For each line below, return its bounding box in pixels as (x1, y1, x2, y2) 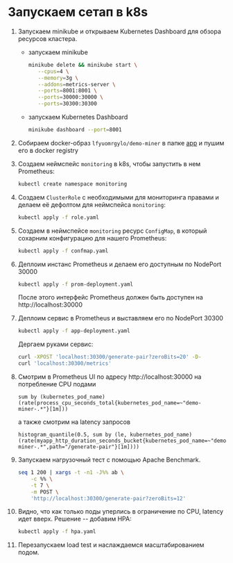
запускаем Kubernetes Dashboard (28, 113, 128, 122)
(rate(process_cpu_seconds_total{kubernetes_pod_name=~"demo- (17, 400, 202, 407)
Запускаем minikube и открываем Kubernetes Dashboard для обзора (17, 27, 221, 35)
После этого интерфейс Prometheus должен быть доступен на (17, 293, 203, 302)
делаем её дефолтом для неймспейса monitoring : (17, 200, 166, 209)
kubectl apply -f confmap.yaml (17, 247, 109, 254)
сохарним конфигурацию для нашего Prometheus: (17, 234, 167, 242)
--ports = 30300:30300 (37, 100, 98, 108)
